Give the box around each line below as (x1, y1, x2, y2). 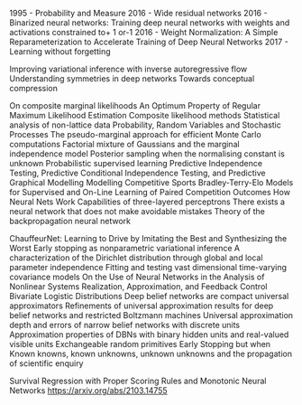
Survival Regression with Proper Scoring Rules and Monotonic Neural (9, 375, 267, 386)
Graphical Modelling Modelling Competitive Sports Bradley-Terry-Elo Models (9, 177, 294, 188)
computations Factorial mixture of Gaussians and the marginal (9, 139, 241, 149)
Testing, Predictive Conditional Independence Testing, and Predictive (9, 167, 266, 178)
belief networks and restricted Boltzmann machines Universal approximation (9, 310, 294, 320)
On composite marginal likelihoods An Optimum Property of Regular (9, 100, 261, 111)
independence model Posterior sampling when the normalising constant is (9, 148, 286, 159)
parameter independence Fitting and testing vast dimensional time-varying (9, 262, 287, 272)
